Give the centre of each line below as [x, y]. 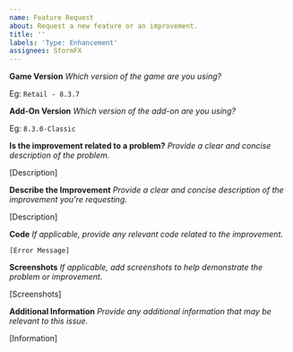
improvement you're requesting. [69, 200]
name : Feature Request [52, 17]
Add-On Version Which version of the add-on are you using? [122, 111]
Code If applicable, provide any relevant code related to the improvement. [146, 235]
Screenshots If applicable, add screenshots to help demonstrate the [136, 267]
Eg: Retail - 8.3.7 [45, 94]
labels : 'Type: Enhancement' [64, 43]
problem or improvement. [56, 277]
